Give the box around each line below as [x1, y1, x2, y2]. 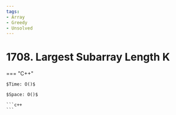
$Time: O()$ [6, 81, 35, 87]
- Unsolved [6, 25, 33, 31]
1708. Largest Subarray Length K [6, 51, 170, 64]
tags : [6, 8, 19, 15]
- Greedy [6, 19, 28, 25]
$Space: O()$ [6, 92, 38, 98]
